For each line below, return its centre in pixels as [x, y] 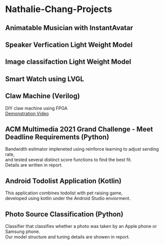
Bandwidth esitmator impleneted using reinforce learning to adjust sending [82, 149]
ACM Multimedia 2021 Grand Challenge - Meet [79, 129]
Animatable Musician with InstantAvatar [69, 28]
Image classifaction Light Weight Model [68, 62]
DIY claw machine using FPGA [36, 108]
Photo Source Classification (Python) [64, 214]
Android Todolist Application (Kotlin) [63, 181]
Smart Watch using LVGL [44, 79]
